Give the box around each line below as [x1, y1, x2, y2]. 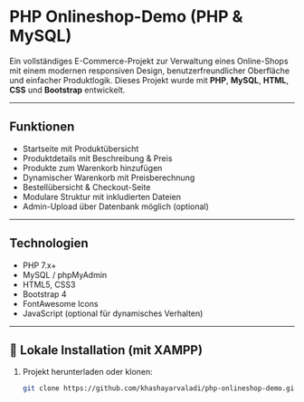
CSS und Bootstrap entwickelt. [9, 84, 126, 95]
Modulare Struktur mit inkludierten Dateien [22, 191, 181, 202]
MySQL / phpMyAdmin [22, 269, 108, 280]
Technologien [9, 235, 89, 251]
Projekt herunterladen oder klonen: [22, 367, 154, 378]
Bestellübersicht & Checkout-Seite [22, 181, 151, 192]
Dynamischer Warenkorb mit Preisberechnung [22, 172, 195, 183]
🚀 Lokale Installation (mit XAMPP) [9, 342, 204, 358]
